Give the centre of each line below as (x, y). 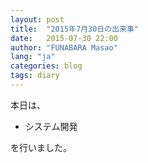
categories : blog (46, 66)
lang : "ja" (33, 57)
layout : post (37, 19)
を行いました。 (41, 147)
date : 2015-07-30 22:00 (64, 38)
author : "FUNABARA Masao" (64, 47)
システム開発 (51, 126)
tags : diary (35, 76)
